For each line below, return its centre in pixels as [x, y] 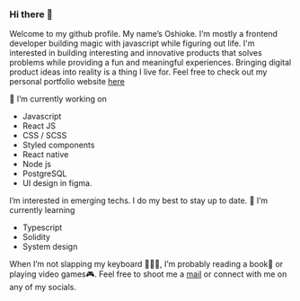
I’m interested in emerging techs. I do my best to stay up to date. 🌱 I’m [138, 200]
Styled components [58, 145]
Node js [37, 164]
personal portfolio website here [67, 82]
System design [50, 247]
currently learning [42, 210]
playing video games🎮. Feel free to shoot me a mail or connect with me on [148, 274]
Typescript [42, 227]
